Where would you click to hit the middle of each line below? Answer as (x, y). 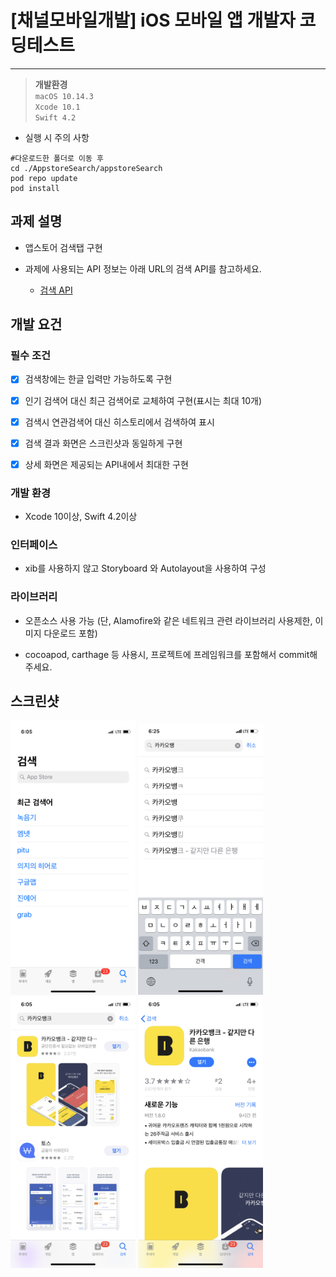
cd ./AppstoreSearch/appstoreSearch (86, 168)
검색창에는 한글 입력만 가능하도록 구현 (98, 379)
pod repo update (44, 178)
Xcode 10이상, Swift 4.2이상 (81, 517)
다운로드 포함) (70, 633)
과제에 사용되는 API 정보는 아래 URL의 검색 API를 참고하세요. (143, 268)
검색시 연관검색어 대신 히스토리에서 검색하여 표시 (119, 422)
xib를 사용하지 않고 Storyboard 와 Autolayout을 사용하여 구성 (145, 568)
